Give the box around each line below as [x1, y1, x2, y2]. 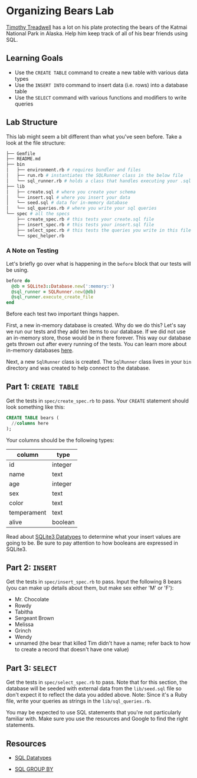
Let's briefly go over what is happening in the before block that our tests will [6, 260, 191, 267]
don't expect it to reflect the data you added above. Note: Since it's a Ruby [6, 691, 188, 698]
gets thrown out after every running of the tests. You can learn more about [6, 341, 187, 348]
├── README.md [6, 156, 41, 162]
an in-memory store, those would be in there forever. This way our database [6, 334, 192, 341]
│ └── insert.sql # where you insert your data [6, 194, 131, 200]
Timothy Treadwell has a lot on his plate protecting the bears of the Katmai [6, 24, 188, 31]
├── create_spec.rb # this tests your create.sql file [17, 216, 155, 222]
